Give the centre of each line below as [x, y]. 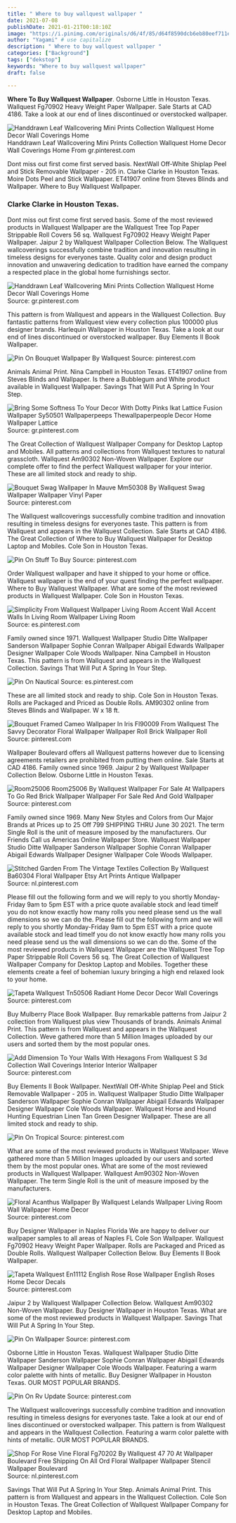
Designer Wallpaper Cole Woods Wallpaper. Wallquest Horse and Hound [112, 1108]
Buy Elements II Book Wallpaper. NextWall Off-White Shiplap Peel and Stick [116, 1086]
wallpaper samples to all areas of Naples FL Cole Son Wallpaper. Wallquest [116, 1238]
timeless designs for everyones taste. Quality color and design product [110, 257]
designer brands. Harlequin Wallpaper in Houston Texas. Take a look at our [116, 329]
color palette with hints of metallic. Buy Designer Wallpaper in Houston [110, 1375]
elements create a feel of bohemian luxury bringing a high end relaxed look [116, 971]
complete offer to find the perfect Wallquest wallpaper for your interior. [110, 466]
